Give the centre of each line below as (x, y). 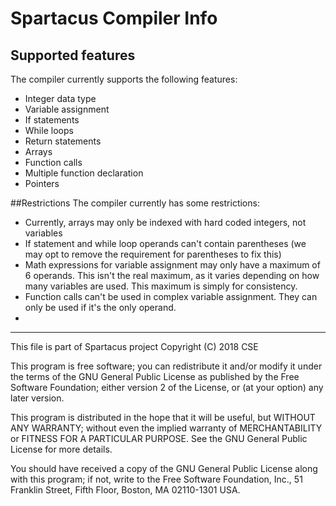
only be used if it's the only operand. (100, 307)
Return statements (63, 141)
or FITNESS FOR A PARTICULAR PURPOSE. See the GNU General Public (159, 438)
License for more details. (61, 449)
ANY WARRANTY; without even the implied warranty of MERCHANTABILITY (166, 428)
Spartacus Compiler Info (114, 18)
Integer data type (60, 98)
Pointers (42, 183)
